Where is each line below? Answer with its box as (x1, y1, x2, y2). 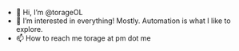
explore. (15, 25, 43, 33)
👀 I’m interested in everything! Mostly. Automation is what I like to (15, 16, 231, 25)
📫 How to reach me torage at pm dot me (15, 33, 152, 43)
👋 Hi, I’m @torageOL (15, 8, 83, 17)
